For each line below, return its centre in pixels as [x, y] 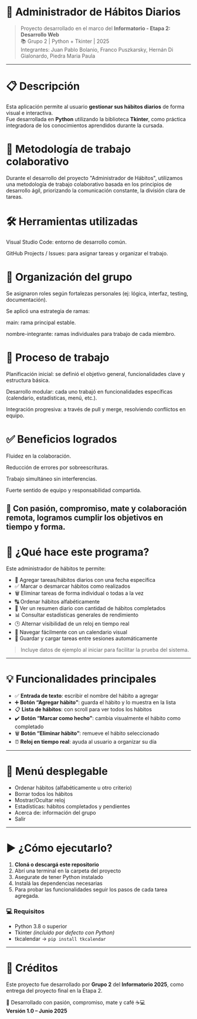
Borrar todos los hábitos [44, 794]
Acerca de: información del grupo [55, 812]
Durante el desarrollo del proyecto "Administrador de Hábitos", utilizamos [94, 178]
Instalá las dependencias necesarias [58, 883]
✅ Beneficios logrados [62, 439]
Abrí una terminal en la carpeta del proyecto [68, 871]
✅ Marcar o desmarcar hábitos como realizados [72, 586]
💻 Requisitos [26, 911]
